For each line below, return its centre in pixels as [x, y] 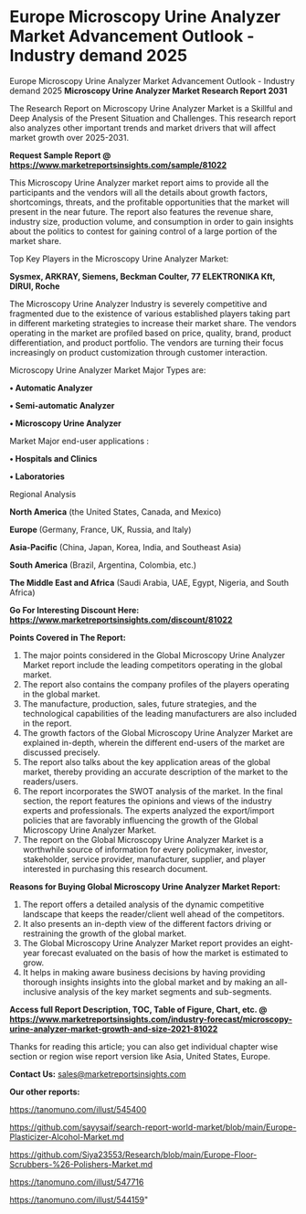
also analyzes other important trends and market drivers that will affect [143, 128]
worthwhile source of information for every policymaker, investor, [145, 849]
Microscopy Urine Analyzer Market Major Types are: [108, 370]
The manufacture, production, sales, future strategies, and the [140, 703]
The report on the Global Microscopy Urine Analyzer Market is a [143, 839]
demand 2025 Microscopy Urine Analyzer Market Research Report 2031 [148, 91]
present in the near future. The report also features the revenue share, [142, 211]
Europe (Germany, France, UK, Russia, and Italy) [100, 529]
